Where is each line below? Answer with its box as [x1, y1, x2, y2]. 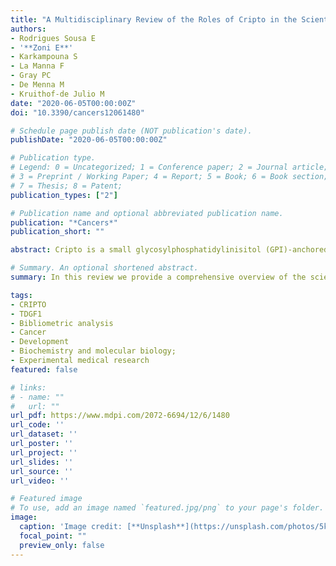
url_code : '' [10, 420, 65, 430]
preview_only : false [19, 540, 105, 550]
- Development [10, 337, 70, 347]
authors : [10, 24, 47, 34]
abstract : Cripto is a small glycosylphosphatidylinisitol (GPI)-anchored [10, 245, 329, 255]
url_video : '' [10, 476, 70, 486]
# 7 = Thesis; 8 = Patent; [10, 181, 123, 191]
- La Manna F [10, 61, 65, 71]
